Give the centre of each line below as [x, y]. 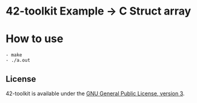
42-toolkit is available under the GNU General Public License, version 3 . [95, 93]
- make [14, 55]
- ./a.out [18, 61]
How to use [35, 39]
